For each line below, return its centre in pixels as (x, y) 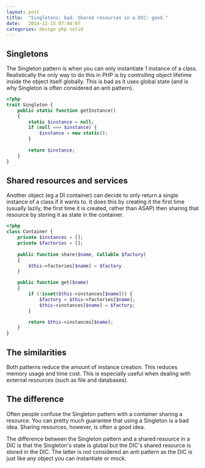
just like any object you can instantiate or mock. (66, 458)
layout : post (23, 12)
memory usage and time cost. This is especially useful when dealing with (99, 373)
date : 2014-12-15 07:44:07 (43, 23)
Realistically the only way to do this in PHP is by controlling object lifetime (99, 75)
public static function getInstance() (67, 111)
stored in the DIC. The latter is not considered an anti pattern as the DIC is (99, 452)
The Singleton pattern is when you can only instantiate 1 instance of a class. (102, 68)
